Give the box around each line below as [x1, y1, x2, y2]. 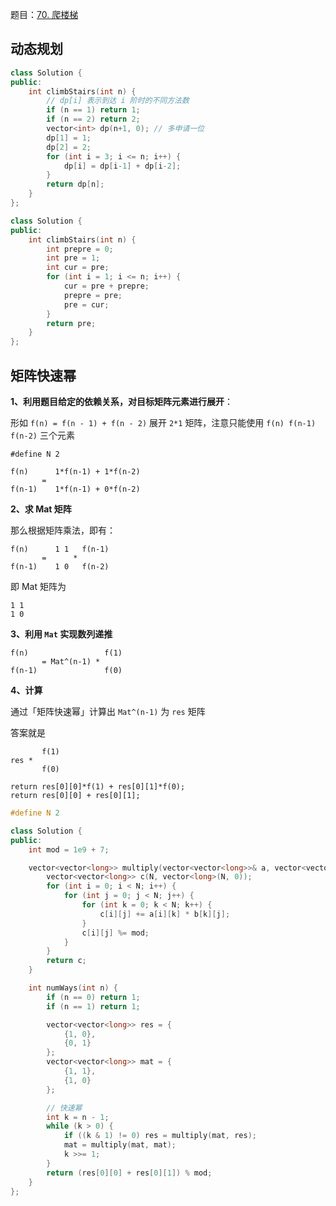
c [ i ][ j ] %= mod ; [81, 928, 150, 938]
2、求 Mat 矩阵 [10, 503, 72, 515]
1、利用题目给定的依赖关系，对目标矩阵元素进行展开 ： [10, 396, 234, 407]
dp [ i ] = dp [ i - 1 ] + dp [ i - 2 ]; [63, 161, 182, 171]
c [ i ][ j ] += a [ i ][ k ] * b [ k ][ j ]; [99, 909, 231, 919]
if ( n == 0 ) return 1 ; [46, 992, 141, 1002]
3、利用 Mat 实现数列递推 [10, 628, 113, 640]
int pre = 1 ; [46, 253, 101, 263]
